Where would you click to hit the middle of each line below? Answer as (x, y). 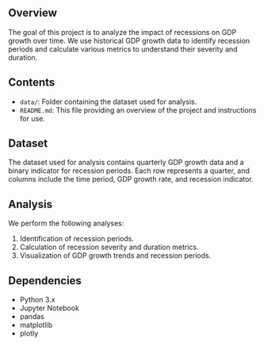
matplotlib (36, 325)
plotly (29, 333)
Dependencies (45, 281)
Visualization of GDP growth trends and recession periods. (115, 256)
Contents (32, 83)
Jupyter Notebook (49, 308)
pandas (32, 317)
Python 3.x (37, 300)
